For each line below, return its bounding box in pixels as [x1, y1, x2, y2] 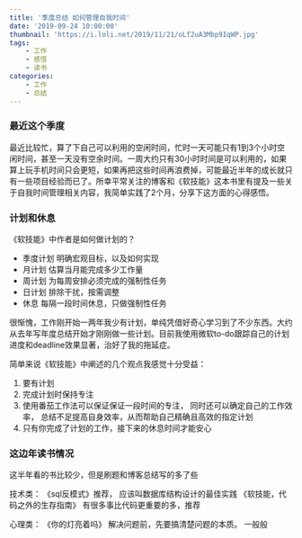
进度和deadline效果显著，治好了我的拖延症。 [9, 339, 175, 351]
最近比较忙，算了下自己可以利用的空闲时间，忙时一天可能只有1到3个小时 [9, 141, 278, 153]
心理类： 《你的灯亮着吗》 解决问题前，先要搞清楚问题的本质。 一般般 [9, 519, 268, 530]
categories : [9, 72, 54, 81]
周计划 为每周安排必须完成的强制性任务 [22, 275, 167, 286]
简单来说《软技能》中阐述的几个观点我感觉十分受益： [9, 359, 207, 370]
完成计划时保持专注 [22, 389, 94, 400]
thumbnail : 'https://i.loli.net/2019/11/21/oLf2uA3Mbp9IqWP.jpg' [9, 30, 259, 39]
